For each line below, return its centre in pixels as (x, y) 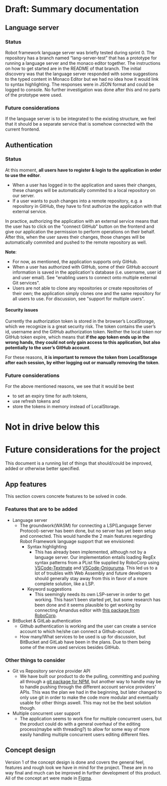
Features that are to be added (42, 509)
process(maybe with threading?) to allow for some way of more (85, 729)
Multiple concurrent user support (46, 713)
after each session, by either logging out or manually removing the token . (83, 363)
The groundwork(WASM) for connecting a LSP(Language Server (86, 525)
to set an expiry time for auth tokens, (50, 396)
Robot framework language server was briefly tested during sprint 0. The (80, 52)
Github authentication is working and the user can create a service (88, 626)
